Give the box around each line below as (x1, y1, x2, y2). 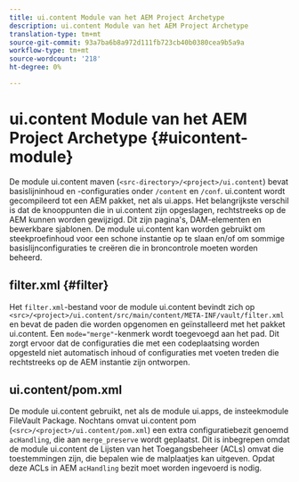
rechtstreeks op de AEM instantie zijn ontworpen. (9, 356, 190, 367)
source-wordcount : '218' (9, 54, 101, 63)
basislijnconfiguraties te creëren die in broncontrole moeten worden (9, 242, 258, 253)
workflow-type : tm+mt (9, 46, 90, 55)
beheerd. (9, 251, 43, 263)
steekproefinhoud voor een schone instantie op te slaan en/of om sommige (9, 233, 285, 243)
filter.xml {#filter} (9, 278, 109, 293)
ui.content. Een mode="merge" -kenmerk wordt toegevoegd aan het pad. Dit (9, 328, 280, 339)
